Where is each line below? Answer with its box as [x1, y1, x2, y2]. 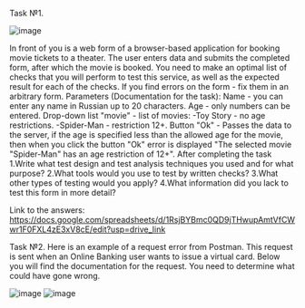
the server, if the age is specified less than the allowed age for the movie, [9, 130, 284, 140]
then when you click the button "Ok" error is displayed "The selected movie [9, 140, 292, 149]
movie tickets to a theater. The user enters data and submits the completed [9, 53, 290, 63]
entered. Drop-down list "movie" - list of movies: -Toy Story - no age [9, 111, 266, 120]
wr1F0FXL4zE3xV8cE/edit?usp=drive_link [9, 224, 166, 235]
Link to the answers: [9, 205, 85, 216]
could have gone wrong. [9, 271, 101, 281]
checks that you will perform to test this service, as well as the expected [9, 72, 280, 82]
